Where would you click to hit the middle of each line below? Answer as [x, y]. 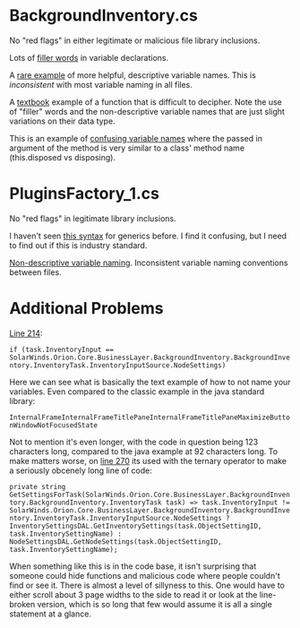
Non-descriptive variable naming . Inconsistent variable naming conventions [149, 262]
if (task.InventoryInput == [62, 349]
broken [22, 604]
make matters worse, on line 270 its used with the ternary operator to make [148, 460]
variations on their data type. [62, 121]
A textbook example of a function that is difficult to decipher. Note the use [146, 102]
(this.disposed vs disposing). [63, 157]
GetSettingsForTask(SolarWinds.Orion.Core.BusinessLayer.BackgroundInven [150, 495]
